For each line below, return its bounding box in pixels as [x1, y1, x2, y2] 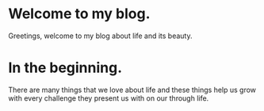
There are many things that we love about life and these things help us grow [8, 85, 256, 94]
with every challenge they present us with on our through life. [8, 93, 209, 103]
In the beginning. [8, 59, 123, 77]
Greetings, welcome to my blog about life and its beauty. [8, 31, 193, 40]
